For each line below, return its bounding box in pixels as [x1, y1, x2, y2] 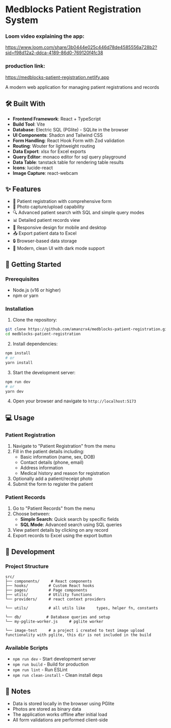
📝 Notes [5, 687, 31, 696]
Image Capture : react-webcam [12, 170, 78, 176]
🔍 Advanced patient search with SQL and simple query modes [12, 210, 145, 216]
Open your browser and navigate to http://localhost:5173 [12, 398, 136, 404]
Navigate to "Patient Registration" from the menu [12, 443, 116, 449]
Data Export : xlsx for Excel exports [12, 148, 87, 154]
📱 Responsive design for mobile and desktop [12, 224, 107, 231]
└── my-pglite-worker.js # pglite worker [5, 619, 103, 624]
